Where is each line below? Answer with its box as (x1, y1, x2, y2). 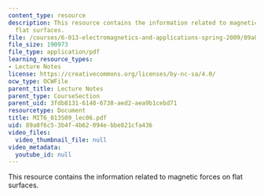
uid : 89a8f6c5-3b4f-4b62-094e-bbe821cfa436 (8, 121, 153, 129)
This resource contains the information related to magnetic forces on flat (8, 172, 244, 182)
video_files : (8, 128, 51, 136)
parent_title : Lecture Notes (8, 84, 104, 93)
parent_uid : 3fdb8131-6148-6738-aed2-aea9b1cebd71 (8, 99, 178, 107)
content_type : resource (8, 11, 86, 20)
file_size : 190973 (8, 41, 68, 49)
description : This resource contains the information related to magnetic (8, 19, 258, 27)
